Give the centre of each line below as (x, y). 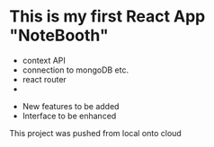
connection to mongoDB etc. (75, 70)
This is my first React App (107, 17)
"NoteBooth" (59, 35)
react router (45, 79)
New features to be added (71, 106)
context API (44, 60)
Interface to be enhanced (69, 116)
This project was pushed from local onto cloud (95, 133)
